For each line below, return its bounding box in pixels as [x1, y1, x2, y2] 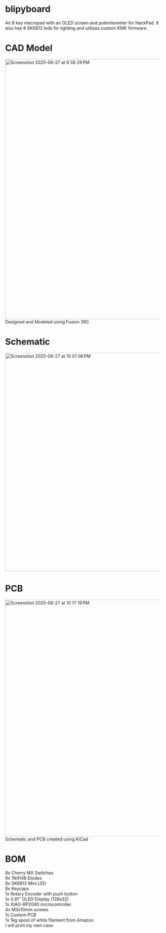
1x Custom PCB [5, 912, 37, 918]
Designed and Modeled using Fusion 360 [5, 319, 89, 325]
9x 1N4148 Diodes [5, 875, 42, 881]
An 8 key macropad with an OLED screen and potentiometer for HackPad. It [5, 20, 159, 26]
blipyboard [5, 3, 51, 15]
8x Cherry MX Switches [5, 870, 53, 876]
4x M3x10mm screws [5, 906, 48, 912]
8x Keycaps [5, 886, 29, 891]
